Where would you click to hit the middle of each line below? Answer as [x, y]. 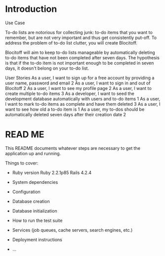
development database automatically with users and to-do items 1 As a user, [83, 99]
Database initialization [35, 211]
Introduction [31, 9]
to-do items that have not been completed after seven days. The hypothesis [82, 57]
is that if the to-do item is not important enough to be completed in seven [80, 63]
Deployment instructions [37, 239]
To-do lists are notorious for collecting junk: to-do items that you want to [79, 32]
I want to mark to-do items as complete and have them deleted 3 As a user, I [83, 104]
